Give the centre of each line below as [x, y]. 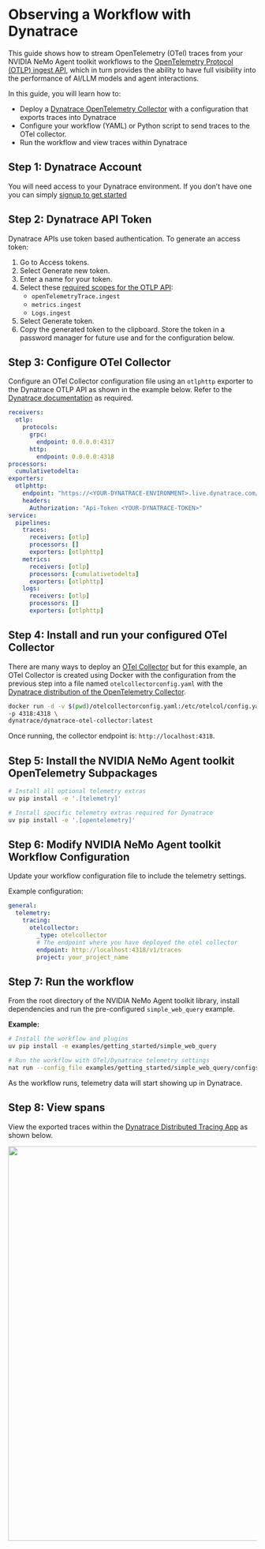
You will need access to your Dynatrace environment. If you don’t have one [130, 186]
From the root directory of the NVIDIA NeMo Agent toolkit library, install [124, 1001]
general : [22, 906]
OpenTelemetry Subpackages [83, 773]
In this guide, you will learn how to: [65, 93]
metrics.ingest [56, 305]
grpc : [38, 435]
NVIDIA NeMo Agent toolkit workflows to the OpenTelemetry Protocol [121, 62]
